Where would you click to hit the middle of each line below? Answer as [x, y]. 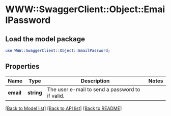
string [35, 93]
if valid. [56, 96]
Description [95, 81]
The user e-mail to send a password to [94, 89]
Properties [22, 66]
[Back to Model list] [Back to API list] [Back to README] [64, 108]
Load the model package [45, 39]
